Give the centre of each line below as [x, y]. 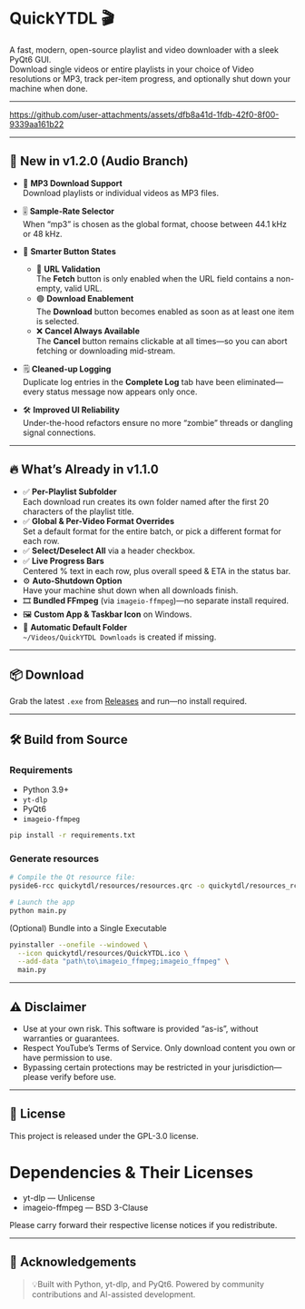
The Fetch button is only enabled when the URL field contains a [155, 278]
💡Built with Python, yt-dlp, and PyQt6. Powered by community [148, 1284]
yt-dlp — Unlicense [59, 1197]
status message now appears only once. [122, 392]
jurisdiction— [257, 1067]
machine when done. [49, 88]
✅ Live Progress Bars [63, 560]
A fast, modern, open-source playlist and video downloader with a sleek [144, 50]
